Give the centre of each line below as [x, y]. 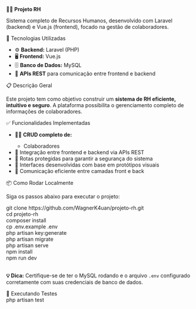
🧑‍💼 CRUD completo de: [43, 134]
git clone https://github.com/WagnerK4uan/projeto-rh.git [75, 208]
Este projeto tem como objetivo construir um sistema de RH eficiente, [91, 99]
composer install [26, 220]
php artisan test [25, 300]
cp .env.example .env [32, 227]
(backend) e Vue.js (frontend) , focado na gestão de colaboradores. [87, 27]
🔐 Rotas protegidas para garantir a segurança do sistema [84, 159]
